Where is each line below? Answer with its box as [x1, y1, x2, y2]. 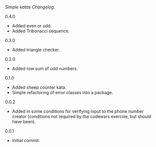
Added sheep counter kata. [12, 84, 67, 90]
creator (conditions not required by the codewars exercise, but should [12, 114, 151, 119]
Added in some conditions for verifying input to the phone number [12, 109, 144, 114]
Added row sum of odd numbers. [12, 65, 78, 71]
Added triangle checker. [12, 47, 60, 52]
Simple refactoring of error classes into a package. [12, 90, 113, 95]
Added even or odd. [12, 23, 52, 29]
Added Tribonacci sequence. [12, 28, 70, 33]
